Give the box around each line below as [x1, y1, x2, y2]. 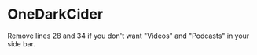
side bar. [7, 39, 36, 48]
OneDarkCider [7, 5, 104, 23]
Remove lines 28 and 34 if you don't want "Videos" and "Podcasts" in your [7, 31, 250, 40]
